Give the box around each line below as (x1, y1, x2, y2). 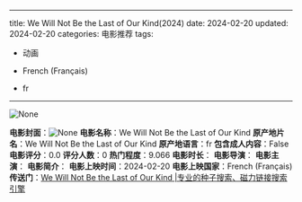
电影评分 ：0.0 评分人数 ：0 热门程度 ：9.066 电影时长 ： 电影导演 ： (9, 150, 253, 160)
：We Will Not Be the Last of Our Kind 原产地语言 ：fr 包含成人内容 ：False (17, 138, 289, 149)
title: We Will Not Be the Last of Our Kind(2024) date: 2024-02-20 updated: (9, 18, 289, 28)
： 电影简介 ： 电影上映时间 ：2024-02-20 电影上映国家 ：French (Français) (17, 161, 293, 171)
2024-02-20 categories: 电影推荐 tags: (9, 29, 155, 39)
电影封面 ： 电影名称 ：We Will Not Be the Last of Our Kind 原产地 (9, 127, 277, 137)
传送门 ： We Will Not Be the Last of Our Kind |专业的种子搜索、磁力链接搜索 (9, 172, 288, 182)
